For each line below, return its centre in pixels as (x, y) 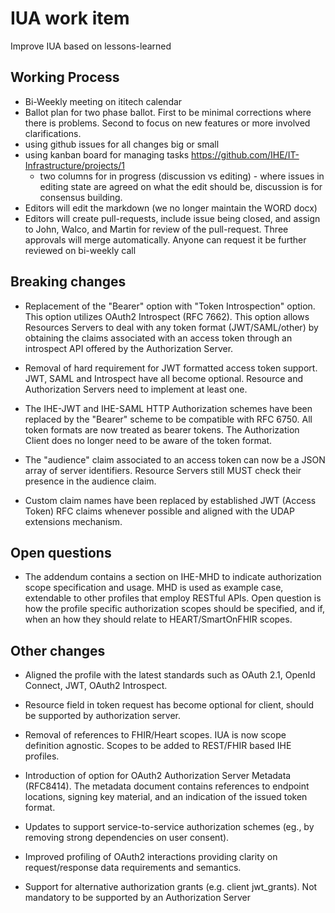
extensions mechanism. (73, 521)
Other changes (58, 650)
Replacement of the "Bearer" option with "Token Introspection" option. (170, 306)
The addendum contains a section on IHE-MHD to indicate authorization (173, 577)
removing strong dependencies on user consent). (127, 838)
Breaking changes (68, 282)
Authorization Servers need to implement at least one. (136, 389)
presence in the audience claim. (90, 481)
